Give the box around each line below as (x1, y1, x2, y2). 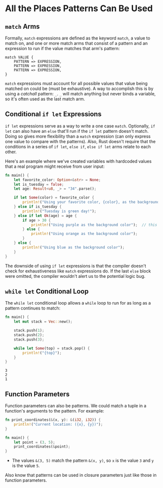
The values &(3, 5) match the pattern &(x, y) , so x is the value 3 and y (12, 458, 154, 464)
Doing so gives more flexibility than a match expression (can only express (5, 133, 151, 139)
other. (5, 149, 17, 155)
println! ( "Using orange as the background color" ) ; (31, 232, 138, 236)
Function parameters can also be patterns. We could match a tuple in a (5, 403, 147, 409)
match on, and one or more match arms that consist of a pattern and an (5, 40, 148, 46)
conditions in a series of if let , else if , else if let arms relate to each (5, 144, 151, 149)
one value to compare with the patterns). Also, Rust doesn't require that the (5, 138, 156, 144)
